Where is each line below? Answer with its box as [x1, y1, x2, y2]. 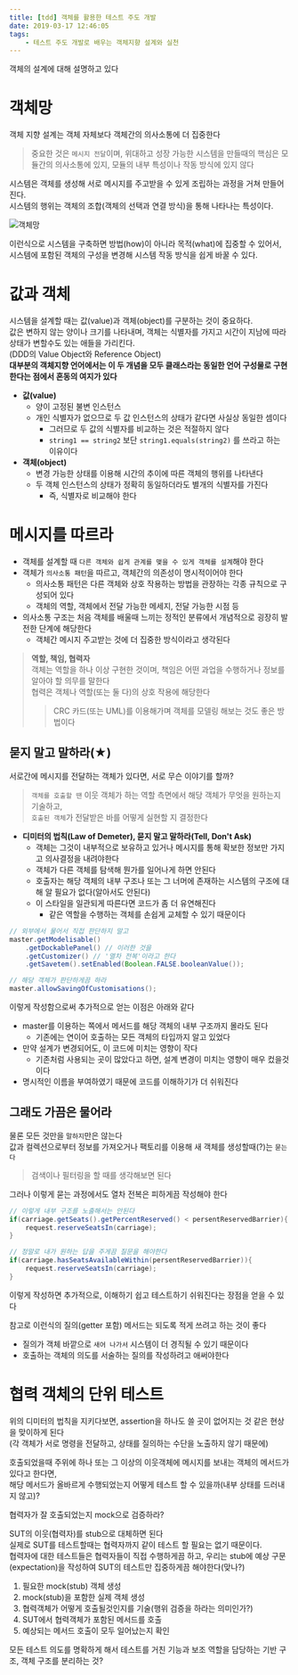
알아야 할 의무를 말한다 [30, 675, 110, 687]
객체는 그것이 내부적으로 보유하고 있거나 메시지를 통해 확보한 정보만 [35, 842, 269, 853]
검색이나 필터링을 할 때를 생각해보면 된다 [30, 1169, 172, 1180]
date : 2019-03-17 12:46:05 [9, 21, 109, 30]
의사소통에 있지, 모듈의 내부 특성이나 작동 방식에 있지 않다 [54, 160, 254, 170]
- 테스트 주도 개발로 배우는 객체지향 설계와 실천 [25, 37, 180, 47]
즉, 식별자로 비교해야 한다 [48, 491, 137, 501]
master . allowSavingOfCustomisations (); [9, 985, 157, 994]
